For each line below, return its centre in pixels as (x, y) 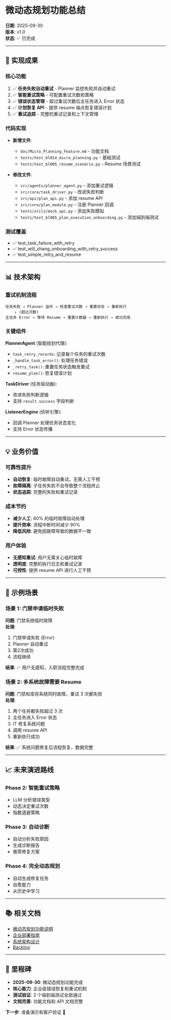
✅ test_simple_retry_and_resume (47, 254)
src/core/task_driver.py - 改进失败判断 (62, 192)
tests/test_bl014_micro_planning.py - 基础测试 (70, 157)
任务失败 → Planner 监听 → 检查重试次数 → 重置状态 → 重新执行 (66, 307)
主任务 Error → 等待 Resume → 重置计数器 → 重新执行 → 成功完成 (68, 317)
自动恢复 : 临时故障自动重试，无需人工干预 (56, 479)
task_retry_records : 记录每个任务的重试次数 (59, 354)
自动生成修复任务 (31, 878)
